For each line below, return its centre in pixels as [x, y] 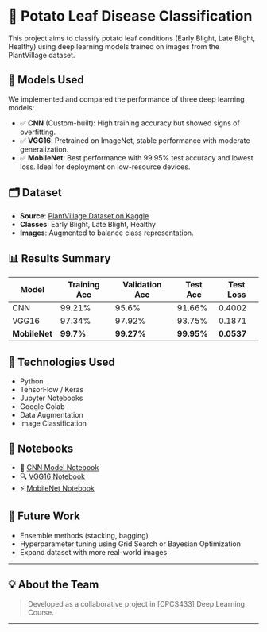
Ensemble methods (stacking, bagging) [84, 535]
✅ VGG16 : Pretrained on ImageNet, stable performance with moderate [135, 140]
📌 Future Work [44, 516]
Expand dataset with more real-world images [93, 552]
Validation [142, 285]
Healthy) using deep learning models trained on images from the [114, 46]
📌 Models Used [46, 80]
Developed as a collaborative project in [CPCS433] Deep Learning [136, 603]
